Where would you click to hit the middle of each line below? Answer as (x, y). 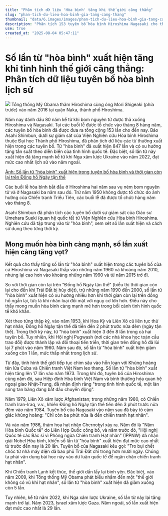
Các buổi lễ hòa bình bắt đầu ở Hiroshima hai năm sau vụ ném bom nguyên (82, 187)
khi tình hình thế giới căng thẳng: (75, 69)
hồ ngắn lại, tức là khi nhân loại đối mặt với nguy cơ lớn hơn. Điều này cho (81, 300)
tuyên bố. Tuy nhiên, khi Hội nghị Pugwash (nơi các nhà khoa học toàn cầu (82, 337)
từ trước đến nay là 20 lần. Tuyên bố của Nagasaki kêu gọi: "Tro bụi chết (79, 446)
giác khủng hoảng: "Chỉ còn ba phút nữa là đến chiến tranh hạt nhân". (77, 415)
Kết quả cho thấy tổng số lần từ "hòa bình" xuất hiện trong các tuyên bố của (83, 264)
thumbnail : (16, 19)
